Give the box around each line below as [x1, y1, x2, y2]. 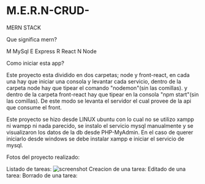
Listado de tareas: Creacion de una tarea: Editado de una [6, 165, 186, 172]
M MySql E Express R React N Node [6, 47, 97, 55]
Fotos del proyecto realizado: [6, 153, 80, 161]
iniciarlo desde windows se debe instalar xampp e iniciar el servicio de [6, 135, 185, 142]
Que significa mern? [6, 35, 57, 43]
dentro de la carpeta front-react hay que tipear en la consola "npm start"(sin [6, 90, 199, 98]
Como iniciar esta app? [6, 59, 64, 67]
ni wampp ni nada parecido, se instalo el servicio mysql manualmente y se [6, 122, 194, 129]
